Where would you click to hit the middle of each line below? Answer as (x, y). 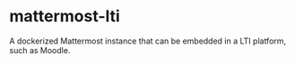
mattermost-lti (65, 16)
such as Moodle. (40, 50)
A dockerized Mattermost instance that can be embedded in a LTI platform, (148, 41)
